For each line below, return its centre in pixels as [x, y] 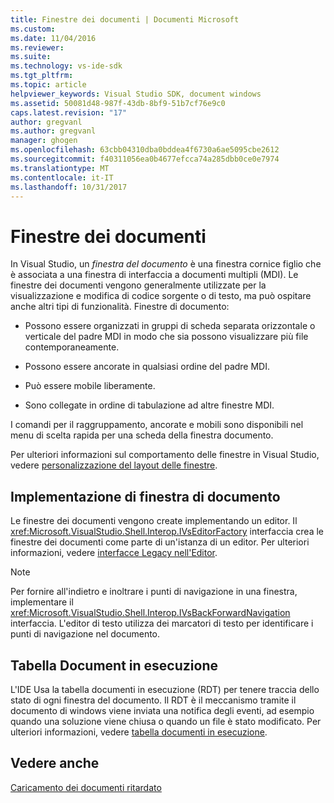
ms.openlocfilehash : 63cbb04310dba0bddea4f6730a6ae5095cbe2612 [145, 150]
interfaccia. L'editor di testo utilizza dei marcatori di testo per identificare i [162, 623]
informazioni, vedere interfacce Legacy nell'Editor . [114, 553]
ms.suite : [31, 57]
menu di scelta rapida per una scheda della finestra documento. [142, 435]
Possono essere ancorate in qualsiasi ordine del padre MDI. [147, 367]
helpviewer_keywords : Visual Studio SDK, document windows [136, 94]
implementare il [42, 602]
